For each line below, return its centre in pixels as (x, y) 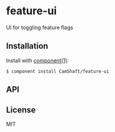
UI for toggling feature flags (40, 27)
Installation (27, 46)
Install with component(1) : (37, 60)
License (21, 110)
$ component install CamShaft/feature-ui (58, 71)
